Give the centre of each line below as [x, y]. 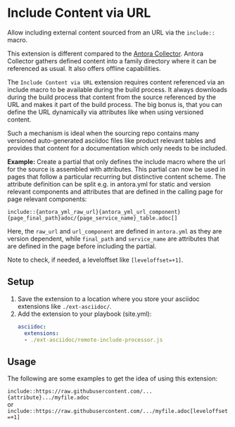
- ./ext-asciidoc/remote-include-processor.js [94, 340]
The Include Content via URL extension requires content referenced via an [116, 82]
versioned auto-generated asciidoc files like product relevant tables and [112, 140]
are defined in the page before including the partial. [82, 246]
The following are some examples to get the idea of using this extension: [113, 378]
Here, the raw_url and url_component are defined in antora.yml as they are [115, 231]
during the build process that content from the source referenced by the [112, 97]
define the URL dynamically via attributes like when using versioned [106, 112]
